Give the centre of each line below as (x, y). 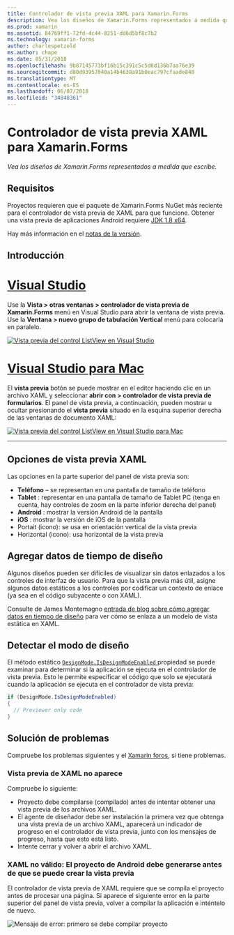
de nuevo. (22, 911)
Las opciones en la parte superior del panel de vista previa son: (98, 476)
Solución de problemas (58, 739)
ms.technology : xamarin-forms (51, 40)
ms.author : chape (32, 53)
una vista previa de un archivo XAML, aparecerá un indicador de (110, 824)
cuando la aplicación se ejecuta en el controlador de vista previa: (101, 685)
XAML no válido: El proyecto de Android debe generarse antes (115, 864)
